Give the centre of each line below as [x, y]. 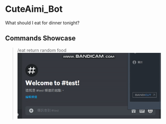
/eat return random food [42, 50]
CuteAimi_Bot [34, 9]
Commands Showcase [40, 38]
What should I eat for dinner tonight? [42, 23]
